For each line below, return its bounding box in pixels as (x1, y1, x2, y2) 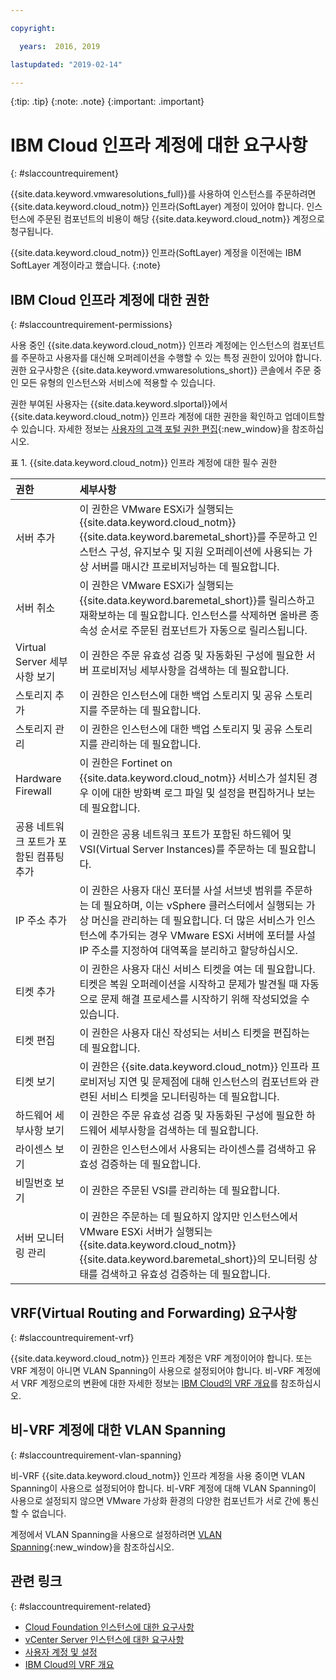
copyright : (10, 23, 56, 33)
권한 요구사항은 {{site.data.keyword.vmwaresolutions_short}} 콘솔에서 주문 (10, 364, 312, 376)
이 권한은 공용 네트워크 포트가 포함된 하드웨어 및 (79, 827, 292, 841)
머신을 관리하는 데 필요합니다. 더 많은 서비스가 (91, 914, 295, 928)
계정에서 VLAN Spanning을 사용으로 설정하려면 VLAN (10, 1528, 222, 1540)
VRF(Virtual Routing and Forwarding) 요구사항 (10, 1304, 298, 1321)
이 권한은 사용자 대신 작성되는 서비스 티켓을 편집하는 (79, 1026, 311, 1040)
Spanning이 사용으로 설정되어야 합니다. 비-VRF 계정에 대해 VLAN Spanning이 (10, 1482, 317, 1494)
